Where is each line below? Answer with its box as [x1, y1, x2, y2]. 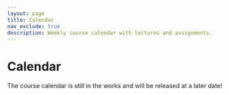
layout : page [7, 10, 45, 17]
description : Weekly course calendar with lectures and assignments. [7, 29, 213, 36]
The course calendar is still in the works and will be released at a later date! [7, 82, 223, 90]
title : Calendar [7, 17, 54, 23]
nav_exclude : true [7, 23, 60, 30]
